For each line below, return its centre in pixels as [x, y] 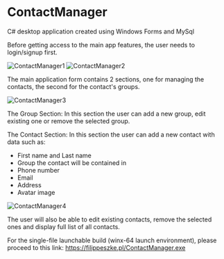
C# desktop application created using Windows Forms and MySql [101, 31]
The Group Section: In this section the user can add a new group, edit [106, 113]
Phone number [38, 170]
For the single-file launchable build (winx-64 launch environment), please [112, 240]
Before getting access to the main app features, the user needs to [101, 45]
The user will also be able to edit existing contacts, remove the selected [110, 219]
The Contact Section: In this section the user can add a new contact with [111, 134]
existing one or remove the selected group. [69, 121]
